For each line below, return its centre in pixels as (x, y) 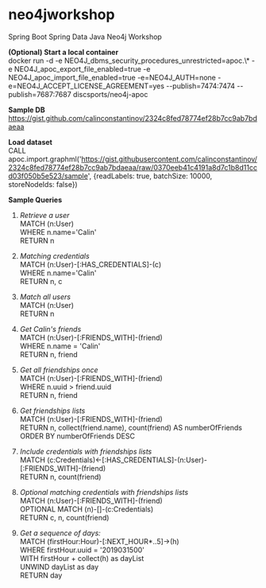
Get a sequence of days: (60, 533)
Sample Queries (35, 200)
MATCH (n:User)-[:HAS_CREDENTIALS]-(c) (90, 264)
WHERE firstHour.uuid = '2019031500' (82, 550)
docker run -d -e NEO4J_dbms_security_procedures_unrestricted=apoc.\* (129, 60)
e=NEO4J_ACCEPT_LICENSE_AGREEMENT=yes (87, 86)
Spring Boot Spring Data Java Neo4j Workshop (85, 37)
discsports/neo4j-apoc (110, 94)
